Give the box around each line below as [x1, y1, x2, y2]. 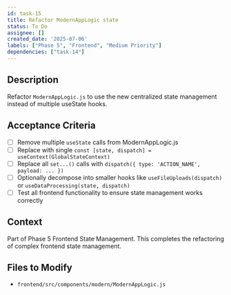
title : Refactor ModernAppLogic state [7, 17, 119, 23]
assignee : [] [7, 29, 45, 37]
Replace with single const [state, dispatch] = [17, 145, 152, 154]
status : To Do [7, 23, 48, 30]
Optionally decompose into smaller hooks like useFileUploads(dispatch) [17, 173, 223, 181]
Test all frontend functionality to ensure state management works [17, 188, 203, 196]
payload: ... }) [17, 167, 64, 174]
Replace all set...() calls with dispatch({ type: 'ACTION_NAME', [17, 159, 201, 167]
